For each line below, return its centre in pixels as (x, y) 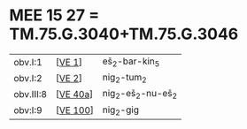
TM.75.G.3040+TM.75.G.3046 (124, 34)
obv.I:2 (28, 78)
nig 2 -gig (121, 110)
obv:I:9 (28, 110)
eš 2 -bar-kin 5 (131, 62)
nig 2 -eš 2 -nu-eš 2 (140, 95)
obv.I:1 (28, 62)
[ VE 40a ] (74, 94)
